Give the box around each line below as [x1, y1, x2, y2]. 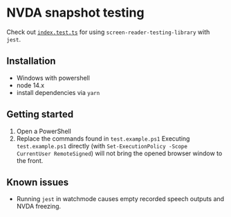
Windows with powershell [16, 73, 91, 82]
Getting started [6, 109, 74, 121]
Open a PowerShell [16, 127, 72, 135]
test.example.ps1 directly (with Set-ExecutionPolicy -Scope [16, 141, 188, 150]
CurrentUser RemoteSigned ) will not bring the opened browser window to [16, 149, 223, 157]
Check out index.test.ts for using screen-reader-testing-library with [6, 28, 210, 36]
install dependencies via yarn [16, 88, 100, 96]
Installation [6, 55, 56, 67]
